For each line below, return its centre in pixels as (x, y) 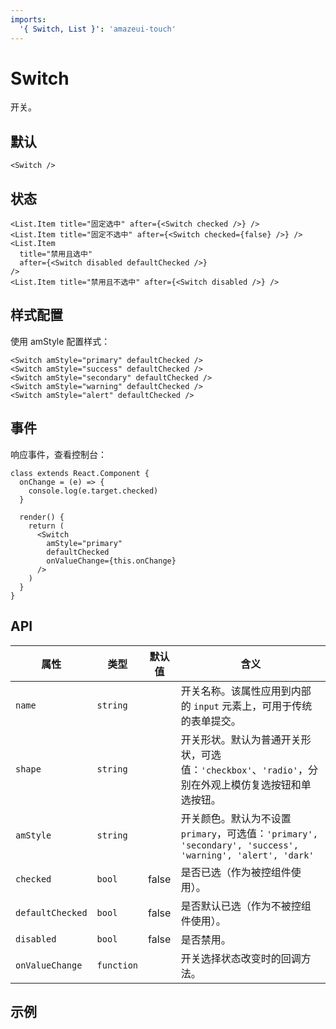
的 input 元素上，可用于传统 (246, 706)
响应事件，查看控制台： (58, 454)
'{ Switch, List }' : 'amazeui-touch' (98, 29)
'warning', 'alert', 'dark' (247, 855)
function (117, 965)
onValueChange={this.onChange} (111, 561)
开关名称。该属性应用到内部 (246, 691)
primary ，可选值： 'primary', (249, 833)
